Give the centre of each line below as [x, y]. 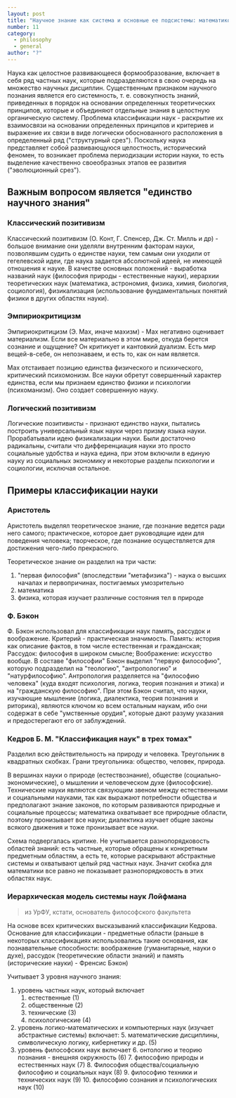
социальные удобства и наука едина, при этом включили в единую [109, 453]
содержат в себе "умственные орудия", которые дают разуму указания [115, 713]
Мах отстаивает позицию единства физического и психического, [105, 367]
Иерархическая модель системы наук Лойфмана [97, 896]
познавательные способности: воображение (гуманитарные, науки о [112, 948]
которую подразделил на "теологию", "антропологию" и [92, 669]
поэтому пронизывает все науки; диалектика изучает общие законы [110, 820]
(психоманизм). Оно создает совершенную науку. [83, 390]
